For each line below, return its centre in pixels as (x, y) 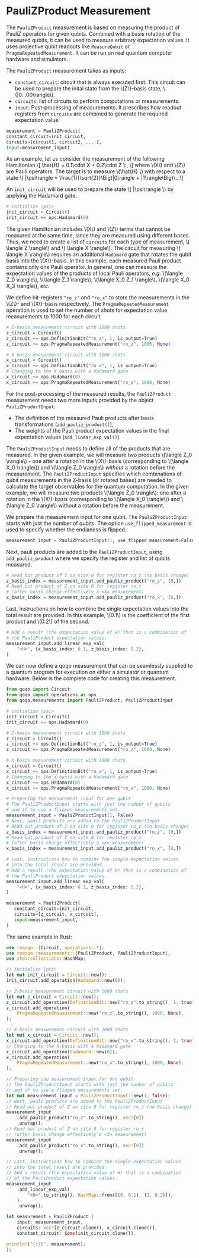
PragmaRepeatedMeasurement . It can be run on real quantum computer (89, 52)
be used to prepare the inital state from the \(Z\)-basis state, (88, 88)
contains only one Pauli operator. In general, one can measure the (86, 267)
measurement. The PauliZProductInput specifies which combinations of (94, 474)
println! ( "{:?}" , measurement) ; (46, 1244)
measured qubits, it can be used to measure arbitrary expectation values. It (98, 40)
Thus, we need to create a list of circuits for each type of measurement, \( (98, 242)
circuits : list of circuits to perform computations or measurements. (97, 101)
